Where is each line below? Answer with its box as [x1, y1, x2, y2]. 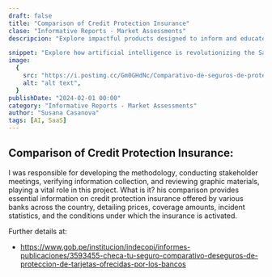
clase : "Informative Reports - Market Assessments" [8, 27, 186, 35]
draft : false [8, 11, 53, 20]
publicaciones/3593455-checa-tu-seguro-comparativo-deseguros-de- [19, 250, 259, 260]
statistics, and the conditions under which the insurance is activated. [8, 211, 237, 220]
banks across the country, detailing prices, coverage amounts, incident [8, 202, 245, 212]
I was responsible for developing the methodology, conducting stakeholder [8, 167, 259, 178]
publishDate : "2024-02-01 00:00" [8, 94, 121, 102]
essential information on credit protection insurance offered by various [8, 193, 244, 203]
